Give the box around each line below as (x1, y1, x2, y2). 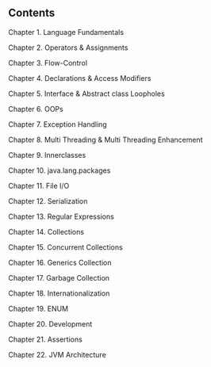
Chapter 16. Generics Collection (8, 258, 112, 267)
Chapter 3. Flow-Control (8, 58, 88, 67)
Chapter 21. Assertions (8, 335, 83, 344)
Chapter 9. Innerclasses (8, 150, 86, 159)
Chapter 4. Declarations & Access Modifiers (8, 73, 152, 82)
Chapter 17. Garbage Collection (8, 273, 109, 282)
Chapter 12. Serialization (8, 196, 88, 205)
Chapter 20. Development (8, 319, 93, 328)
